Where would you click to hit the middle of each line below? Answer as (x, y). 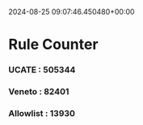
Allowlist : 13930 (42, 113)
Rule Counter (53, 45)
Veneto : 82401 (39, 92)
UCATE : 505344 (42, 70)
